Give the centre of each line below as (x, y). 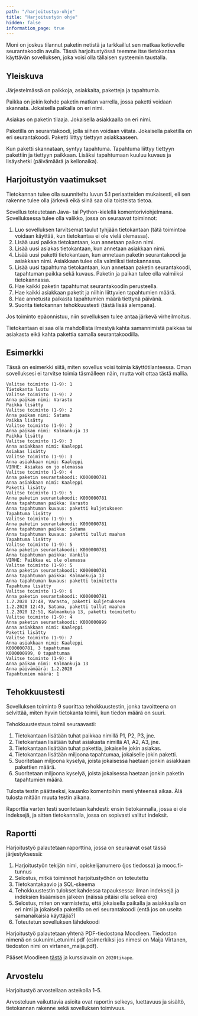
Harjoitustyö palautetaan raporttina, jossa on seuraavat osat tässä (86, 848)
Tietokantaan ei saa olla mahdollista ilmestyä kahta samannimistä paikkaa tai (99, 328)
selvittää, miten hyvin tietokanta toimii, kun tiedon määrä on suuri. (86, 713)
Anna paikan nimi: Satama (38, 415)
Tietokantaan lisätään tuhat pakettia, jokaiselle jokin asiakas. (88, 748)
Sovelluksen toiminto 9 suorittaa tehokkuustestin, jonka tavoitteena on (91, 706)
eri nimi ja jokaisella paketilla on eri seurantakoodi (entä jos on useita (98, 910)
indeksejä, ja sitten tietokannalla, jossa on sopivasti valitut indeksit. (87, 815)
